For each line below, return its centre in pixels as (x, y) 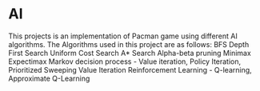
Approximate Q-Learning (49, 78)
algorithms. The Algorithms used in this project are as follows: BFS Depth (129, 44)
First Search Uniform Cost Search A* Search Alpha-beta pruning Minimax (130, 53)
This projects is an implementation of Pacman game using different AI (123, 36)
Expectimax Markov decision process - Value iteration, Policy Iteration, (125, 61)
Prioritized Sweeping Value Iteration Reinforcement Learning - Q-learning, (130, 69)
